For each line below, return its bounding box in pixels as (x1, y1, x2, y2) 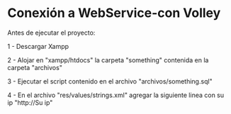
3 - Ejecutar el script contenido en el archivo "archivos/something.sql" (7, 76, 213, 86)
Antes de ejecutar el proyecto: (7, 28, 96, 37)
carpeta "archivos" (7, 63, 62, 72)
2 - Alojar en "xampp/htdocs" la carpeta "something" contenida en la (7, 55, 209, 64)
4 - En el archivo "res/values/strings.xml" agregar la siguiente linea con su (7, 91, 225, 99)
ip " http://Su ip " (7, 98, 53, 107)
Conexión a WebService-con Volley (7, 5, 221, 21)
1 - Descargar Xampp (7, 42, 69, 50)
